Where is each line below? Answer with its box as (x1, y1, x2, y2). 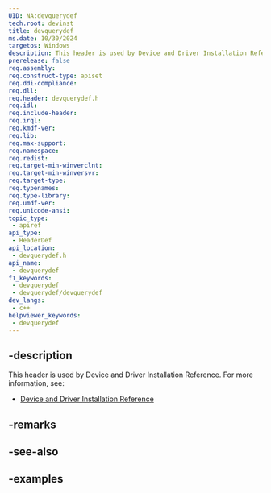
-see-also (8, 445, 59, 459)
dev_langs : (8, 296, 45, 304)
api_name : (8, 259, 42, 267)
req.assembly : (8, 64, 56, 72)
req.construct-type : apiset (8, 72, 103, 80)
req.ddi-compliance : (8, 79, 78, 87)
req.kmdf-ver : (8, 124, 56, 132)
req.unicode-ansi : (8, 206, 70, 214)
